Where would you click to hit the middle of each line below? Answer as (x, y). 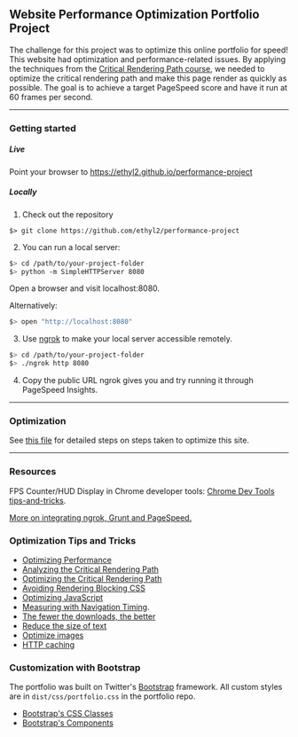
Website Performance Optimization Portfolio (134, 15)
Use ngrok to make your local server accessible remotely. (127, 339)
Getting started (43, 128)
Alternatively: (33, 306)
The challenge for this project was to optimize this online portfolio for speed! (149, 50)
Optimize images (53, 635)
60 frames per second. (51, 97)
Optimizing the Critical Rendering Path (92, 578)
